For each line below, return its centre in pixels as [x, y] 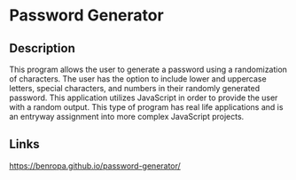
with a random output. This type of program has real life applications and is [146, 107]
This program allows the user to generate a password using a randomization [148, 69]
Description [42, 48]
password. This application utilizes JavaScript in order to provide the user [144, 98]
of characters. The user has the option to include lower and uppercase [138, 79]
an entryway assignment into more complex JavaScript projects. [127, 117]
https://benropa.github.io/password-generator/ [95, 166]
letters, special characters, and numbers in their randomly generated [134, 88]
